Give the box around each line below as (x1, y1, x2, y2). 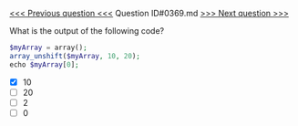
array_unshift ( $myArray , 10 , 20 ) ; (9, 51, 141, 60)
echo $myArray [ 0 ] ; (9, 59, 79, 69)
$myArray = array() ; (9, 43, 88, 52)
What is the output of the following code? (9, 26, 165, 36)
